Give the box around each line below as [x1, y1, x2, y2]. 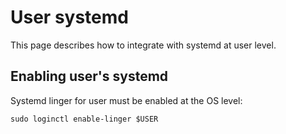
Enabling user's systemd [10, 68, 169, 85]
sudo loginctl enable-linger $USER [10, 114, 159, 124]
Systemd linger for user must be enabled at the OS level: [10, 94, 243, 106]
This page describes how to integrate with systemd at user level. [10, 39, 277, 51]
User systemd [10, 6, 129, 29]
